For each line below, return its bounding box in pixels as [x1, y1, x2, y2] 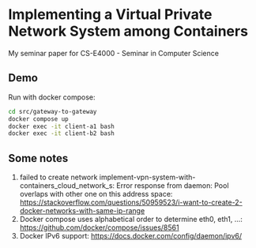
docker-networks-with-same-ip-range [19, 206, 145, 216]
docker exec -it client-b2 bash [8, 130, 115, 137]
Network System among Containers [8, 22, 249, 40]
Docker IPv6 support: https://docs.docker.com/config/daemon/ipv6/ [19, 231, 243, 241]
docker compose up [8, 115, 69, 123]
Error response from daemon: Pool [116, 181, 229, 190]
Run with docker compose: [8, 92, 96, 102]
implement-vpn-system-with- [99, 172, 196, 182]
